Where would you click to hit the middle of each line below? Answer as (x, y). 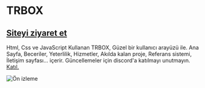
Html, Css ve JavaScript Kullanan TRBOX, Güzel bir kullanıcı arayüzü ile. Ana (102, 47)
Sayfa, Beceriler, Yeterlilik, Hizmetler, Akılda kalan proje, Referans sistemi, (99, 54)
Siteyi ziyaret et (37, 33)
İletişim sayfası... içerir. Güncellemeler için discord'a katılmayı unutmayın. (99, 60)
